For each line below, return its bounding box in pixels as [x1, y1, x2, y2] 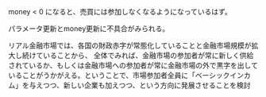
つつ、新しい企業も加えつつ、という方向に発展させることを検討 [42, 80, 252, 90]
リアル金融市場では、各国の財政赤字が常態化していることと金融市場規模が [8, 41, 252, 50]
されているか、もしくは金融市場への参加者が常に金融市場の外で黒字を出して [8, 60, 258, 70]
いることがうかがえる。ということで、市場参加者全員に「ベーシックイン [8, 71, 245, 80]
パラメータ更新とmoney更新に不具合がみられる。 [8, 24, 170, 33]
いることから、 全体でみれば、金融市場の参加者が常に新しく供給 [42, 51, 254, 60]
